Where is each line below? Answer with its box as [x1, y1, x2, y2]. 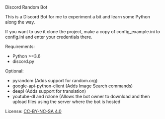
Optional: [5, 68, 24, 74]
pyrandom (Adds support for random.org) [12, 78, 98, 83]
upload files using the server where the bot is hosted [12, 99, 121, 105]
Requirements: [5, 44, 35, 49]
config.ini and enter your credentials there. [5, 34, 93, 40]
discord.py [12, 59, 35, 64]
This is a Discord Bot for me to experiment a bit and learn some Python [5, 14, 151, 19]
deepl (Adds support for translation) [12, 88, 86, 94]
